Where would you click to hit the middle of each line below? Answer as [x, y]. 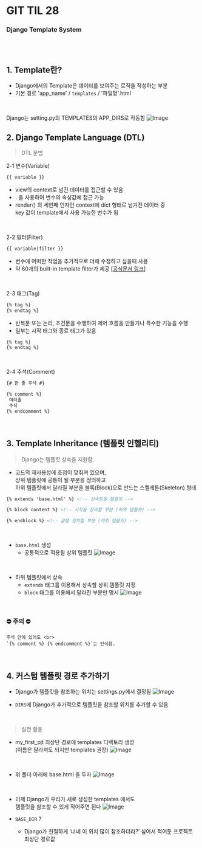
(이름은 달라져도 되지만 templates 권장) [62, 750]
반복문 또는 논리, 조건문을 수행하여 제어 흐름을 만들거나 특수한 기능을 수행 [102, 323]
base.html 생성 [33, 545]
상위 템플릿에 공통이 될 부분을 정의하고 [60, 480]
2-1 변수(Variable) [28, 166]
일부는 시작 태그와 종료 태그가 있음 [56, 330]
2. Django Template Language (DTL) [76, 137]
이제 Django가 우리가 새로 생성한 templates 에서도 [75, 799]
